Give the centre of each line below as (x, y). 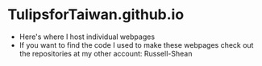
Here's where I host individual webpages (87, 37)
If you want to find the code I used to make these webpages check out (136, 45)
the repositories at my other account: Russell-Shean (106, 53)
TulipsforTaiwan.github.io (96, 15)
